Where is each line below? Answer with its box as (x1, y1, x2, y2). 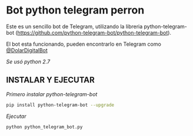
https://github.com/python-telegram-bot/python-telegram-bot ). (17, 29, 172, 36)
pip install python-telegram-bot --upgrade (6, 102, 115, 108)
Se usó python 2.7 (6, 58, 51, 65)
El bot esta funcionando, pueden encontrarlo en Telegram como (6, 40, 162, 47)
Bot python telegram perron (6, 4, 145, 17)
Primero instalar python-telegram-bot (6, 90, 98, 97)
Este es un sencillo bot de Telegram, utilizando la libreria (6, 23, 143, 30)
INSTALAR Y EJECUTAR (6, 75, 95, 85)
